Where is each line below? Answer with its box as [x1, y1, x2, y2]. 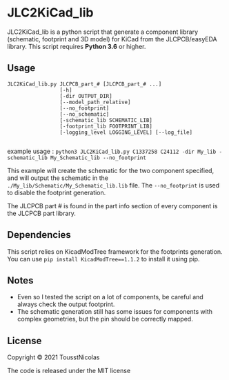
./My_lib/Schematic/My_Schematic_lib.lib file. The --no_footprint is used [7, 181, 219, 189]
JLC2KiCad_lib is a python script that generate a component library [7, 28, 199, 36]
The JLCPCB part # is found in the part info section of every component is [7, 201, 218, 210]
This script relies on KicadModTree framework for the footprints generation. [7, 247, 223, 256]
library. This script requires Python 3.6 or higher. [7, 42, 146, 50]
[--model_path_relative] [59, 99, 131, 106]
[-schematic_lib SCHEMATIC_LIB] [59, 117, 153, 123]
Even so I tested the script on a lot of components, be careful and [17, 293, 203, 301]
